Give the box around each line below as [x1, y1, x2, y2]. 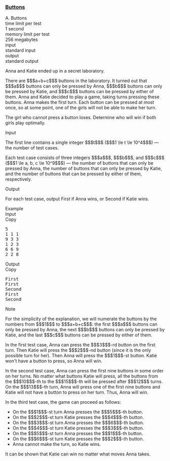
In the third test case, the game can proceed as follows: [5, 399, 121, 405]
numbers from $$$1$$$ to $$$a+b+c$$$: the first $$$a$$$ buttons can [5, 321, 158, 327]
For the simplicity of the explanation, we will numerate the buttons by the [5, 316, 157, 322]
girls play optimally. [5, 120, 46, 126]
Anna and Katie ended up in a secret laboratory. [5, 68, 105, 74]
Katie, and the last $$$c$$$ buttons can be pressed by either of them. [5, 332, 153, 338]
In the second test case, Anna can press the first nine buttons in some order [5, 368, 164, 374]
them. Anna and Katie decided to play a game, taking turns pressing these [5, 94, 160, 100]
